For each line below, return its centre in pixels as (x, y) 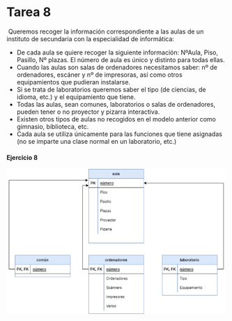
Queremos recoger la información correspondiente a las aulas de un (106, 31)
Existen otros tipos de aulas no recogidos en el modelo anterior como (116, 119)
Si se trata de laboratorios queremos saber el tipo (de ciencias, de (111, 89)
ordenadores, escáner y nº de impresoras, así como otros (99, 75)
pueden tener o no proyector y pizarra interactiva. (88, 112)
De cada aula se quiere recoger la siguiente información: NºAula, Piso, (117, 52)
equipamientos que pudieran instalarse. (73, 82)
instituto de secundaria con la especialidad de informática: (91, 38)
